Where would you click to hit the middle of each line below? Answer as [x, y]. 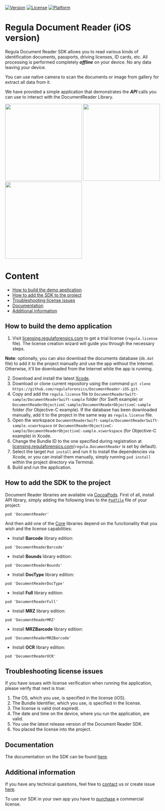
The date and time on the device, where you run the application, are [81, 714]
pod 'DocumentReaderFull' [31, 601]
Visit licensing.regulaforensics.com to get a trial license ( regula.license [85, 338]
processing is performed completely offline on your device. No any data [78, 62]
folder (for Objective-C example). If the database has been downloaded [84, 410]
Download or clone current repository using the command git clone [81, 383]
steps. [18, 349]
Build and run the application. [42, 467]
